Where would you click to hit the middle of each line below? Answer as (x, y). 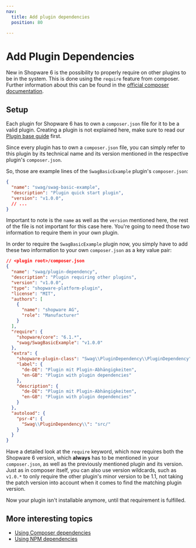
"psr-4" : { (30, 419)
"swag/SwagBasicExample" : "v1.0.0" (60, 343)
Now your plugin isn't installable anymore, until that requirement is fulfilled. (96, 500)
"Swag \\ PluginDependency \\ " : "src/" (66, 424)
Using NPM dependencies (46, 539)
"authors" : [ (27, 299)
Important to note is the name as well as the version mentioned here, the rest (97, 220)
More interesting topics (50, 518)
